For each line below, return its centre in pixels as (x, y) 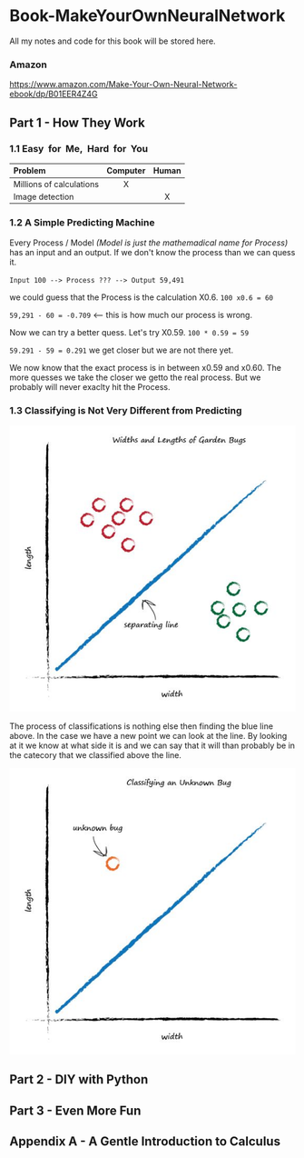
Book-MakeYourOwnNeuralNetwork (147, 16)
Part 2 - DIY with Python (79, 1079)
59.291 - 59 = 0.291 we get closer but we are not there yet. (122, 350)
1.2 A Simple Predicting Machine (82, 223)
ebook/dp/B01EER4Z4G (54, 94)
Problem (29, 171)
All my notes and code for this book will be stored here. (113, 41)
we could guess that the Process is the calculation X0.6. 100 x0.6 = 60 (142, 297)
